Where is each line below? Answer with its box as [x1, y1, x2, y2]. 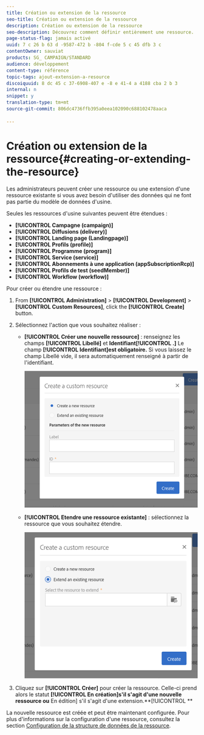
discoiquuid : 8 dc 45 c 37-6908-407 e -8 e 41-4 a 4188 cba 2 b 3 [6, 80, 178, 86]
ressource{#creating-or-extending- [6, 152, 191, 166]
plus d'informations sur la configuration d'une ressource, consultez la [6, 715, 180, 722]
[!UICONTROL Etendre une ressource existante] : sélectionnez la [24, 513, 189, 521]
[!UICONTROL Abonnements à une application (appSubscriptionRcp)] [15, 260, 194, 267]
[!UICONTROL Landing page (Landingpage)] [15, 234, 129, 242]
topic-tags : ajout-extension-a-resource [6, 73, 110, 80]
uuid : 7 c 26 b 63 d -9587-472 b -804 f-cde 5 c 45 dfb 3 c [6, 42, 162, 48]
